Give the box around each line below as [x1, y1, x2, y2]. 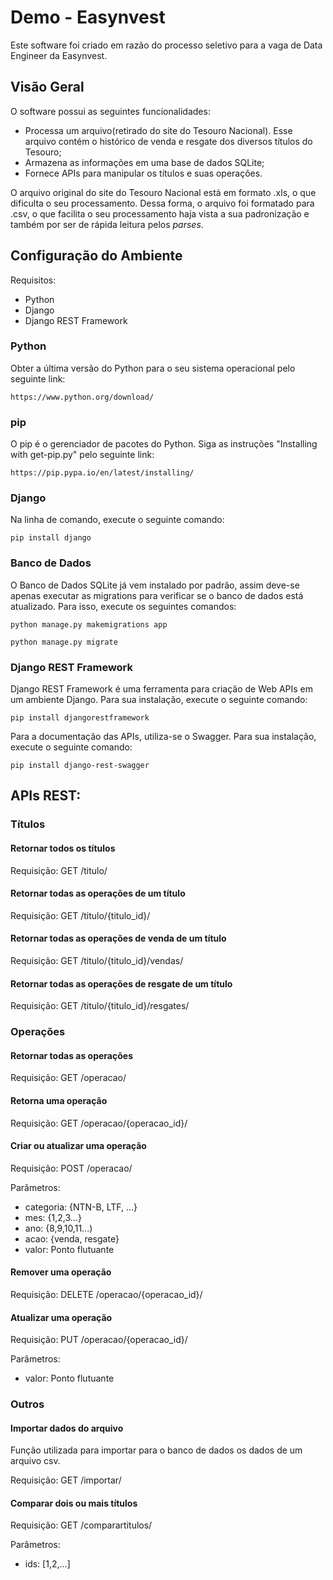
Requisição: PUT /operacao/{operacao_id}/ [10, 1334, 188, 1346]
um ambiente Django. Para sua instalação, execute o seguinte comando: [10, 694, 308, 706]
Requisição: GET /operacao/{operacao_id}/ [10, 1117, 188, 1129]
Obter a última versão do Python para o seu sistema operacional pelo [10, 362, 296, 374]
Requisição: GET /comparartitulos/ [10, 1519, 153, 1531]
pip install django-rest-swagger [10, 761, 150, 771]
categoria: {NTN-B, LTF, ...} [24, 1201, 138, 1213]
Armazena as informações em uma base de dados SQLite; [24, 156, 265, 168]
